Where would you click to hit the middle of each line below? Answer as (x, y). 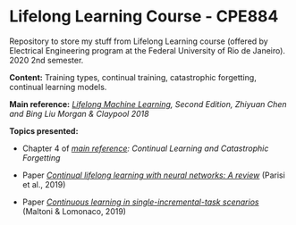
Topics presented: (44, 130)
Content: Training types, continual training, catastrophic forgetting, (133, 77)
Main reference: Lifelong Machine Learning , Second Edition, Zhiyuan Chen (148, 104)
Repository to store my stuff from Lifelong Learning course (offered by (139, 41)
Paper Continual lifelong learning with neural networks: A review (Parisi (154, 175)
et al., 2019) (44, 184)
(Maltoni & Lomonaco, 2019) (74, 211)
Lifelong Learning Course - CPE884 (144, 17)
